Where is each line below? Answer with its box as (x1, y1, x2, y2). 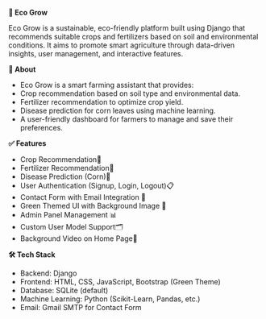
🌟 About (8, 64, 36, 74)
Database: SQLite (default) (19, 286, 109, 295)
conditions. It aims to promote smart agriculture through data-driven (8, 40, 235, 50)
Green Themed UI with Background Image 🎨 (19, 201, 167, 210)
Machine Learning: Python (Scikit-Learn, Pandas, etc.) (19, 294, 201, 304)
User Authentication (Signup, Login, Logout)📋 (19, 181, 175, 190)
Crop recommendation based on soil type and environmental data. (19, 89, 241, 98)
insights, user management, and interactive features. (8, 49, 184, 58)
